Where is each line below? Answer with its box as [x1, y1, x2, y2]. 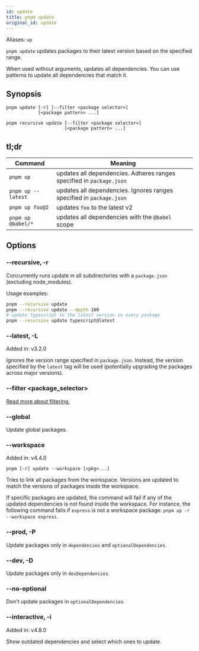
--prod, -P [6, 528, 36, 536]
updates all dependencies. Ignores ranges [56, 187, 174, 194]
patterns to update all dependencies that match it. [6, 72, 128, 79]
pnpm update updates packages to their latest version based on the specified [6, 48, 192, 55]
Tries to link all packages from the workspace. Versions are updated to [6, 476, 179, 483]
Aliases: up [6, 36, 33, 43]
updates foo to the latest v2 [56, 203, 133, 211]
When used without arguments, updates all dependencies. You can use [6, 65, 180, 72]
